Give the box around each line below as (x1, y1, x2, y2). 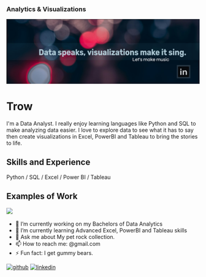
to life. (6, 140, 23, 147)
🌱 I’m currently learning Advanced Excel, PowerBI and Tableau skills (15, 226, 188, 234)
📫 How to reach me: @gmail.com (15, 240, 101, 247)
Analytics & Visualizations (6, 5, 86, 13)
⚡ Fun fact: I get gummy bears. (15, 249, 93, 256)
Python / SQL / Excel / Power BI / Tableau (6, 173, 111, 181)
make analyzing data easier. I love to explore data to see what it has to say (6, 126, 194, 134)
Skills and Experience (6, 157, 91, 167)
